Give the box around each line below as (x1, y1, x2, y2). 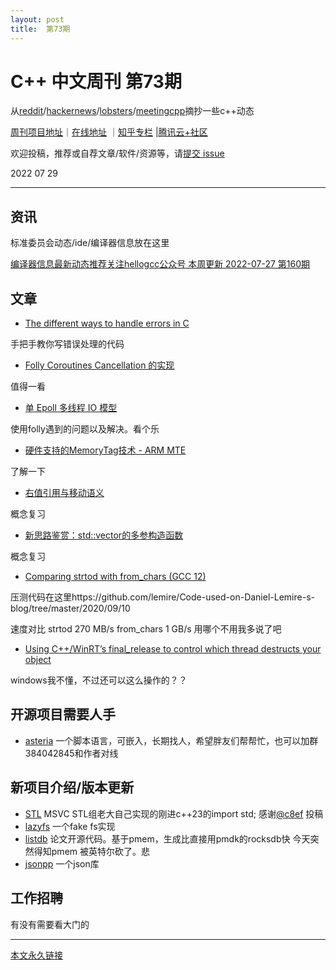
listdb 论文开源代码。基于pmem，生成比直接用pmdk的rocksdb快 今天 (24, 832, 311, 845)
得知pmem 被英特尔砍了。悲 (33, 845, 150, 857)
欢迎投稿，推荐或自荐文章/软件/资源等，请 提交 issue (10, 147, 225, 160)
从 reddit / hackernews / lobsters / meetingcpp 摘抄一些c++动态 (10, 105, 255, 117)
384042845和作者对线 (24, 747, 119, 759)
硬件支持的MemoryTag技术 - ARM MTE (24, 444, 187, 456)
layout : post (10, 14, 65, 25)
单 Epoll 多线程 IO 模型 (24, 402, 118, 414)
